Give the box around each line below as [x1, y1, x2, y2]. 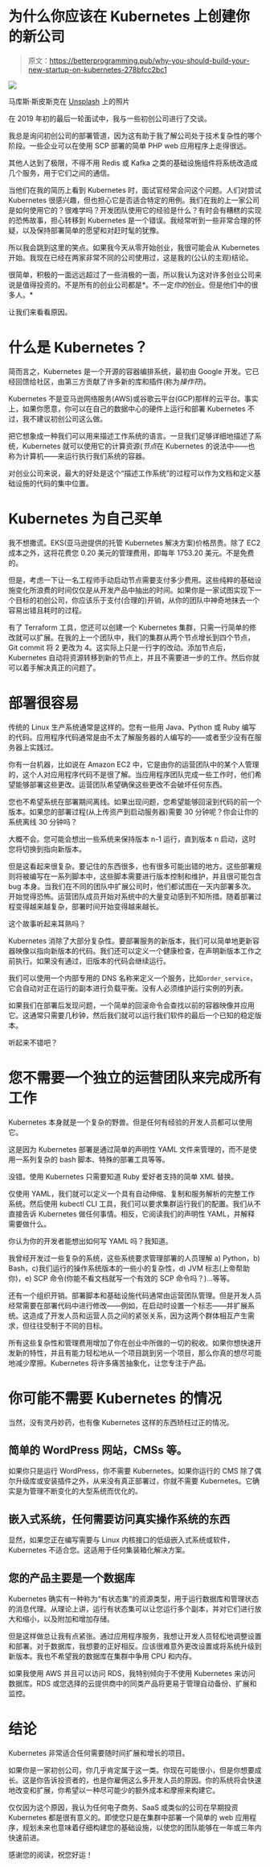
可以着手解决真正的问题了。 [8, 663, 100, 672]
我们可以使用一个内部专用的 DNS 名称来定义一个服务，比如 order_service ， [8, 973, 257, 983]
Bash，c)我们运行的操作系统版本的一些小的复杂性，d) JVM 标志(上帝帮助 [8, 1263, 251, 1273]
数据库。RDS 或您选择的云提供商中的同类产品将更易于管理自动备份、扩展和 [8, 1678, 257, 1689]
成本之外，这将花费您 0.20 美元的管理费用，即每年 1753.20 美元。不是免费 [8, 547, 255, 557]
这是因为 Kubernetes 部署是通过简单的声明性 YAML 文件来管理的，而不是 [8, 1144, 251, 1154]
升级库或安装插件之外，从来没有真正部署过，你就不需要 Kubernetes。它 [14, 1476, 253, 1486]
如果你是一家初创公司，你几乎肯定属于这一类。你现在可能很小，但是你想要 [8, 1765, 255, 1774]
